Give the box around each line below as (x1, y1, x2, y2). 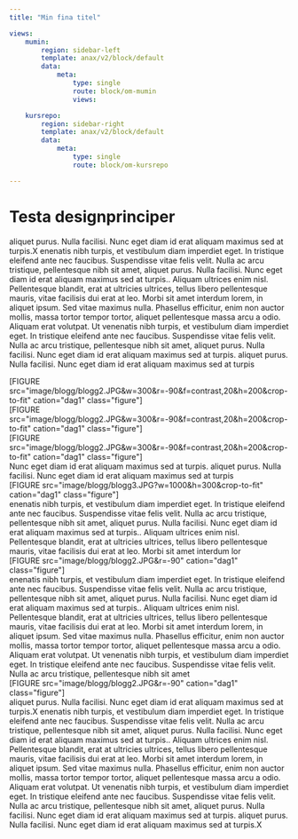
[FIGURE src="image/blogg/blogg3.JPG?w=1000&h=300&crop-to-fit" (9, 479, 264, 490)
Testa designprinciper (9, 206, 176, 226)
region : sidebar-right (41, 119, 125, 129)
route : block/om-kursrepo (72, 161, 169, 170)
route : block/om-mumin (72, 86, 157, 96)
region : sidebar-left (41, 45, 122, 54)
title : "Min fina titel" (9, 12, 101, 22)
